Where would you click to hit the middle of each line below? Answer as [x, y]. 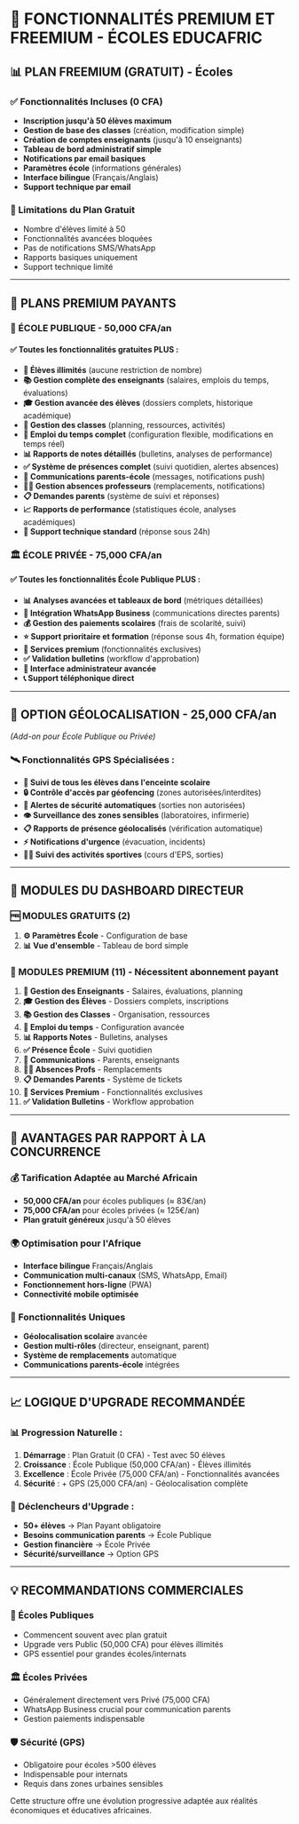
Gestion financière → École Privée [87, 1544]
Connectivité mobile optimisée [81, 1294]
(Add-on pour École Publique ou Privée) [83, 736]
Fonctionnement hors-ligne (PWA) [87, 1284]
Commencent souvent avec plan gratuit [95, 1635]
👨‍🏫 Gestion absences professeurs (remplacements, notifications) [144, 486]
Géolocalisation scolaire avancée [85, 1336]
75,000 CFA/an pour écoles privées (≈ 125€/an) [111, 1210]
